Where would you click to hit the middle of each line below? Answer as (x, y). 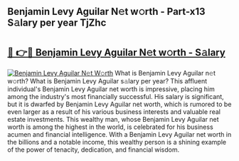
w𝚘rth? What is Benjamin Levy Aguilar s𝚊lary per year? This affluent (107, 81)
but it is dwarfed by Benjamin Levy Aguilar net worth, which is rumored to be (119, 104)
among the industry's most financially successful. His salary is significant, (116, 97)
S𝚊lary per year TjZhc (57, 23)
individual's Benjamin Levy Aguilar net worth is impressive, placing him (111, 89)
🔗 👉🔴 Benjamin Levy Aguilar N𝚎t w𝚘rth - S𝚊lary (116, 52)
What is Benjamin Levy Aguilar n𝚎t (165, 73)
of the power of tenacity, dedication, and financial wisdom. (94, 150)
